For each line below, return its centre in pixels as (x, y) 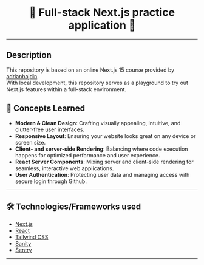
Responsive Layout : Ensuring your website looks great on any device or (105, 136)
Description (29, 55)
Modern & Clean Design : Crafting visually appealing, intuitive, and (98, 123)
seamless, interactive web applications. (64, 168)
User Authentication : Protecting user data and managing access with (102, 174)
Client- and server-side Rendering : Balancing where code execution (101, 149)
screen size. (30, 142)
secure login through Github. (51, 181)
